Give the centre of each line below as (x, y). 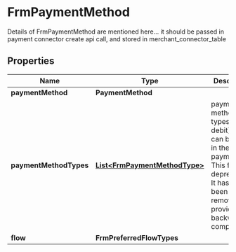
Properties (31, 61)
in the (220, 148)
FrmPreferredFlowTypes (137, 237)
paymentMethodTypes (50, 165)
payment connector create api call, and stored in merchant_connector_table (117, 38)
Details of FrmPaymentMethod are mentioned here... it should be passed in (116, 31)
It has (220, 183)
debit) (221, 130)
